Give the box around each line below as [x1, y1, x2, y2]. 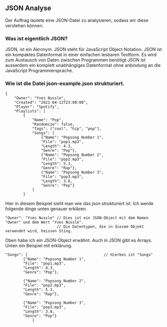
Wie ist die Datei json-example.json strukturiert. [5, 80, 125, 87]
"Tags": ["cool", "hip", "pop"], [31, 126, 101, 131]
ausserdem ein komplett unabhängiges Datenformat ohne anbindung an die [5, 62, 161, 68]
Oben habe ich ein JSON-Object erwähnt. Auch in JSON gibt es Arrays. [5, 237, 152, 244]
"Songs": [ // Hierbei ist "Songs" [5, 252, 153, 258]
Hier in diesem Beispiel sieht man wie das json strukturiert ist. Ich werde [5, 201, 153, 207]
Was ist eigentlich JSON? [5, 35, 68, 42]
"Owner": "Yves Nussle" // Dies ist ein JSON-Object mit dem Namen [5, 216, 149, 221]
